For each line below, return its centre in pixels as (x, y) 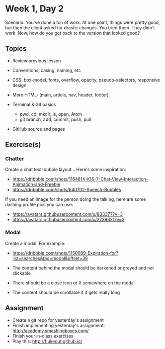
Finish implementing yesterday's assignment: (59, 325)
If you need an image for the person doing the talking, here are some (76, 199)
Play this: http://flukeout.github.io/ (47, 341)
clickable (22, 273)
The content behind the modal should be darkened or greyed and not (83, 268)
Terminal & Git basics (34, 104)
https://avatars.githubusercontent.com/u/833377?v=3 (68, 214)
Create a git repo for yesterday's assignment (58, 320)
